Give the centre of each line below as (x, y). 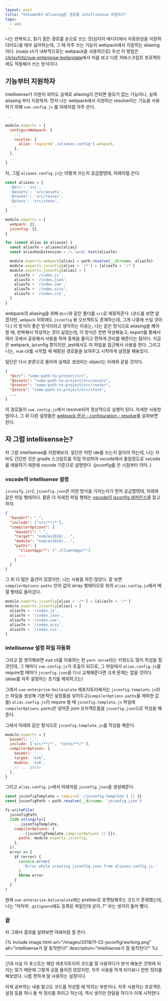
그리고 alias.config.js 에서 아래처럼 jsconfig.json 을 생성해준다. (70, 787)
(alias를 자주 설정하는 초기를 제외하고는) (44, 679)
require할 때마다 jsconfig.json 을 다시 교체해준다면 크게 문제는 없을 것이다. (79, 672)
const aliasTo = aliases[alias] (43, 247)
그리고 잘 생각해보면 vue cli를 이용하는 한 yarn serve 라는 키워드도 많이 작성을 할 (84, 660)
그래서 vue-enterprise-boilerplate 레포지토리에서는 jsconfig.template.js (81, 689)
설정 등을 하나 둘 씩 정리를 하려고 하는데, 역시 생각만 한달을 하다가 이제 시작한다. (83, 993)
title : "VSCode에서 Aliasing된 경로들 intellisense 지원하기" (66, 15)
